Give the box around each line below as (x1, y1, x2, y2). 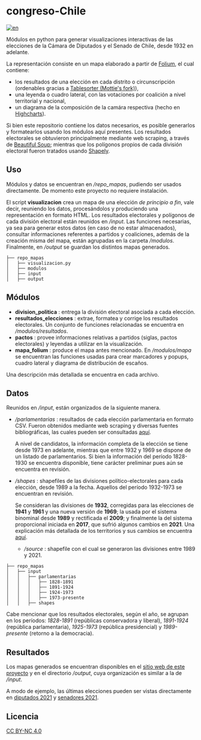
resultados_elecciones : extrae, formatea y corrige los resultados (14, 314, 178, 322)
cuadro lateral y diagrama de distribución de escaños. (14, 359, 149, 366)
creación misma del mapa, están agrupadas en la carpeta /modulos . (6, 237, 175, 244)
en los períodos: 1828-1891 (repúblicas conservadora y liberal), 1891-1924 (6, 617, 189, 624)
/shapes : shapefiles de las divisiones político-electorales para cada (14, 478, 184, 485)
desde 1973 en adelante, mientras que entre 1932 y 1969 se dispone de (14, 446, 191, 454)
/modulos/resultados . (14, 327, 68, 335)
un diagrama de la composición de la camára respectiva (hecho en (14, 103, 180, 111)
